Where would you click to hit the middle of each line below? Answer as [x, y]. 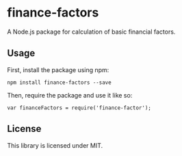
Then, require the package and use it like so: [70, 95]
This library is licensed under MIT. [55, 145]
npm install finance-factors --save [59, 82]
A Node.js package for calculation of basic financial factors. [91, 32]
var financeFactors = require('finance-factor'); [79, 108]
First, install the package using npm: [58, 69]
